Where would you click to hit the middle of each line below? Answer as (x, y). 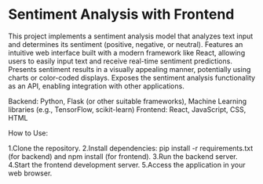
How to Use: (28, 133)
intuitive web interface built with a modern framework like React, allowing (127, 52)
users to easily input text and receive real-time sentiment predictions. (121, 61)
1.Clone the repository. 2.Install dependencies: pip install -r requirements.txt (131, 148)
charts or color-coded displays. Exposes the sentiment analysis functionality (132, 78)
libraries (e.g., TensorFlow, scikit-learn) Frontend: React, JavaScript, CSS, (127, 109)
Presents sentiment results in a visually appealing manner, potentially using (130, 69)
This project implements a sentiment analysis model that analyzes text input (131, 36)
